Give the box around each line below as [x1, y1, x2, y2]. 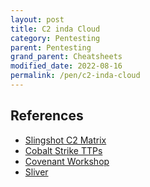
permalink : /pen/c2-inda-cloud [10, 71, 141, 81]
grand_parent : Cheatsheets [10, 52, 123, 62]
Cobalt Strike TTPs [24, 144, 103, 156]
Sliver [24, 166, 49, 178]
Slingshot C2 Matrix [24, 134, 107, 146]
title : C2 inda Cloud [10, 24, 101, 34]
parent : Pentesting [10, 42, 92, 53]
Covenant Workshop [24, 155, 110, 167]
